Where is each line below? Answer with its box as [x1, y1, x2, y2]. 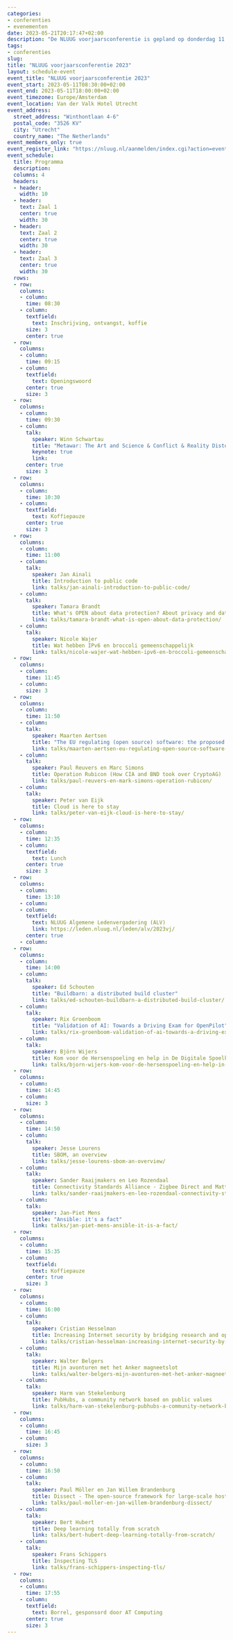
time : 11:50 [25, 713, 60, 720]
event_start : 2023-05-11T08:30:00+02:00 [7, 81, 126, 88]
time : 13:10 [25, 893, 60, 900]
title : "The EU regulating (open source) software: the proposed [32, 739, 225, 745]
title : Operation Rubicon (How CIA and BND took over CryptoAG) [32, 771, 222, 778]
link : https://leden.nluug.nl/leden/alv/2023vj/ [32, 926, 175, 933]
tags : [7, 42, 23, 49]
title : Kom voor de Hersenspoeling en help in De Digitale [32, 1055, 207, 1062]
